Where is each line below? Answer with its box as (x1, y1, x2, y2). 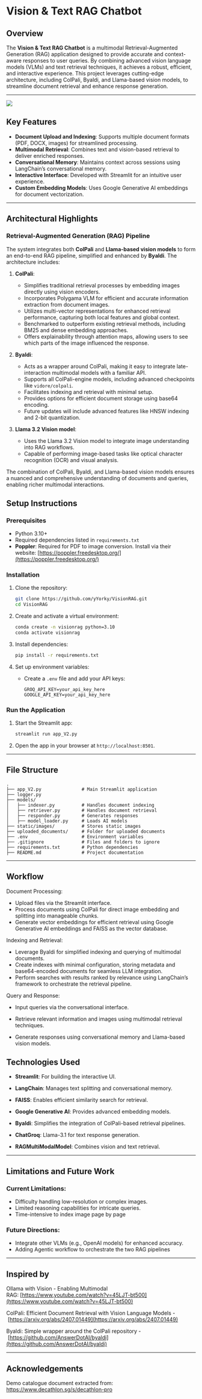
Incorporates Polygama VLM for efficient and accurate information (23, 294, 189, 302)
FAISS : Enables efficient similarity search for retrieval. (14, 1097, 148, 1104)
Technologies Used (6, 1057, 80, 1068)
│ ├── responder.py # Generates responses (6, 812, 138, 819)
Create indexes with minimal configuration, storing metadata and (14, 961, 176, 968)
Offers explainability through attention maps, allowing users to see (23, 333, 188, 340)
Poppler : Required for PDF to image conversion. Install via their (14, 543, 171, 550)
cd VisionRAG (14, 601, 48, 608)
